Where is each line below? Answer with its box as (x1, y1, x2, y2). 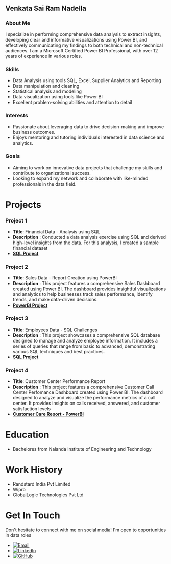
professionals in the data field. (12, 180, 77, 187)
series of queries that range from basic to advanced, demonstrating (12, 343, 156, 349)
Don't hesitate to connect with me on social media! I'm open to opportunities (5, 527, 166, 533)
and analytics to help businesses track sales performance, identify (12, 291, 153, 297)
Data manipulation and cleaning (12, 83, 80, 89)
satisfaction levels (12, 405, 51, 412)
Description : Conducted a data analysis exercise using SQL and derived (12, 234, 166, 240)
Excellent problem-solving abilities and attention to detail (12, 99, 132, 105)
